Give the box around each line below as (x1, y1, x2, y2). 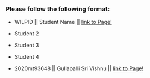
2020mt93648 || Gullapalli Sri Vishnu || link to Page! (14, 65, 144, 72)
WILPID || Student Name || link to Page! (14, 19, 112, 26)
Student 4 (14, 53, 40, 61)
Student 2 (14, 30, 39, 37)
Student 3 (14, 41, 39, 49)
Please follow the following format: (5, 5, 110, 13)
